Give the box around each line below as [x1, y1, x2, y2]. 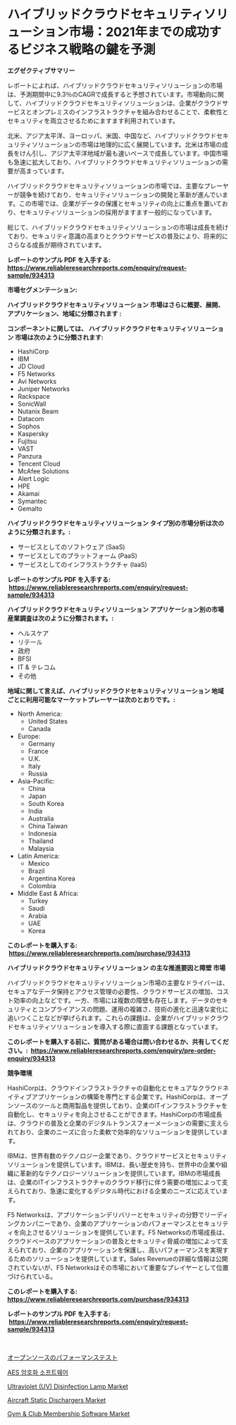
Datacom [17, 414, 44, 423]
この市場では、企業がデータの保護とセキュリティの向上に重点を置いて [18, 199, 222, 208]
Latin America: [17, 852, 60, 860]
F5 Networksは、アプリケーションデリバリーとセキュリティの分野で [7, 1210, 205, 1219]
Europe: [17, 732, 41, 740]
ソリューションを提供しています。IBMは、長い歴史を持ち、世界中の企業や [7, 1160, 222, 1169]
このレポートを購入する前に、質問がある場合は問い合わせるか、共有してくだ [7, 1037, 229, 1046]
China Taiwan [27, 821, 68, 830]
